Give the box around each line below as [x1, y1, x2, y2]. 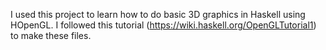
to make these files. [10, 30, 92, 41]
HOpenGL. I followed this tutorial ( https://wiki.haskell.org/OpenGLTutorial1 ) [10, 19, 317, 31]
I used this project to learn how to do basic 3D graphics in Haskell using [10, 9, 306, 20]
